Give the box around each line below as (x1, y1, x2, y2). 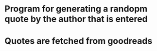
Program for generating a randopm (4, 3, 148, 14)
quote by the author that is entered (4, 13, 148, 25)
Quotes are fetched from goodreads (4, 36, 153, 47)
